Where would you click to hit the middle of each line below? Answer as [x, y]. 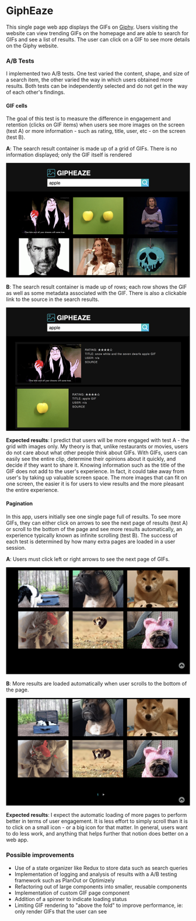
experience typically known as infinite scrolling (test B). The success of [92, 535]
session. [16, 547]
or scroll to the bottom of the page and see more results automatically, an [94, 529]
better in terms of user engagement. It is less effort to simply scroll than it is [97, 821]
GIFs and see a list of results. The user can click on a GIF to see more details [98, 39]
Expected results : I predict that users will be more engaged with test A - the [98, 440]
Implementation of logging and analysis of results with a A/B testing [96, 874]
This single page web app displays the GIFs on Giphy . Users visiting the [92, 27]
